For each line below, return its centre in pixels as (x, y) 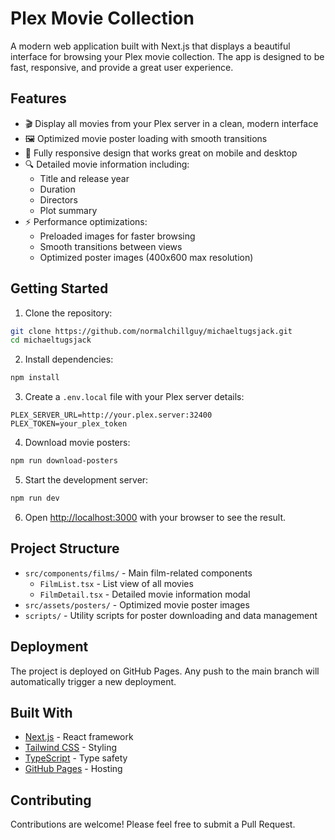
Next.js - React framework (79, 737)
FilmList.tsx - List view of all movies (116, 583)
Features (38, 98)
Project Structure (65, 548)
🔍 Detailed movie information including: (107, 164)
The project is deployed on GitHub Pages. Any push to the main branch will (165, 671)
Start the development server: (86, 480)
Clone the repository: (68, 313)
